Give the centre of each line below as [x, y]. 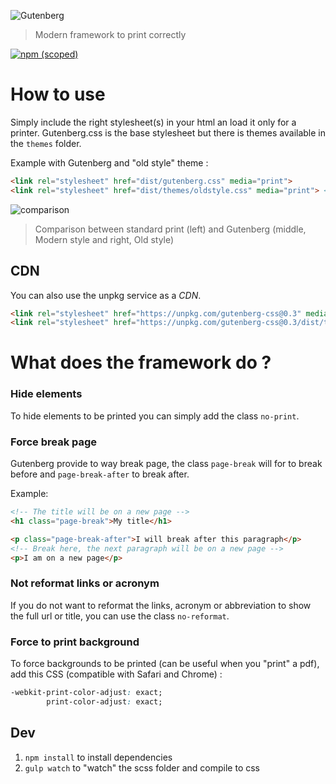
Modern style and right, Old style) [104, 239]
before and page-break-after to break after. [100, 474]
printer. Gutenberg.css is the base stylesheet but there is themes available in [168, 132]
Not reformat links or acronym [85, 583]
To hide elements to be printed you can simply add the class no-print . [155, 416]
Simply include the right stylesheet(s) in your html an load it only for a [153, 122]
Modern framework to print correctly [110, 34]
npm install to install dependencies [98, 757]
